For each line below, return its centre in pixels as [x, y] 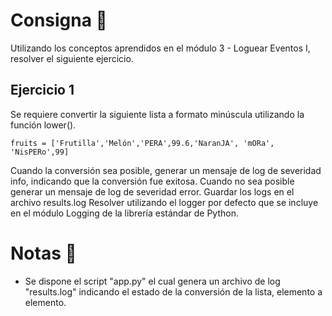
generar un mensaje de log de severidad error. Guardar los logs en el [152, 191]
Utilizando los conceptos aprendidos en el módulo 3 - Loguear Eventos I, [160, 48]
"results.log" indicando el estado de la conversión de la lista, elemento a [173, 291]
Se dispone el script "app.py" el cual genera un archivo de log [152, 281]
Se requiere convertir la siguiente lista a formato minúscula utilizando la [157, 114]
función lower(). [43, 125]
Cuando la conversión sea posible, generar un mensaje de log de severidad [166, 170]
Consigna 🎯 [59, 20]
